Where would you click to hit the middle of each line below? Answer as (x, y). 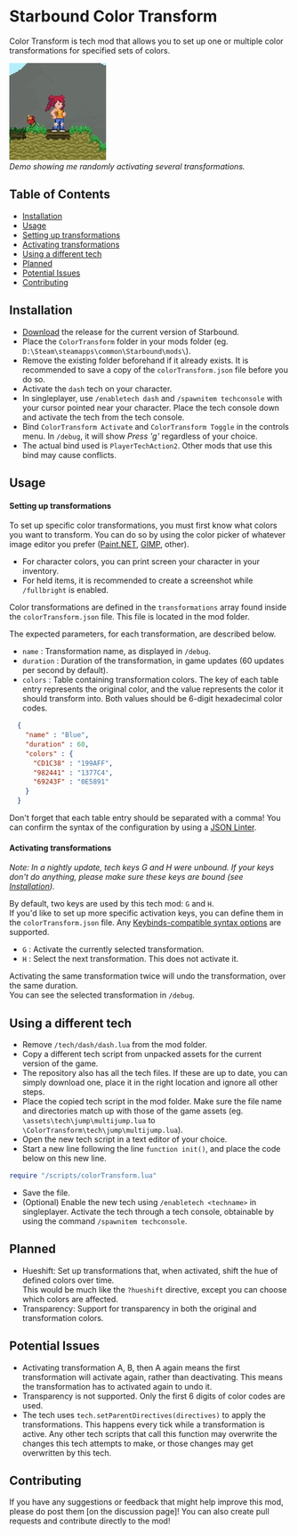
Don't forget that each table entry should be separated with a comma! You (145, 818)
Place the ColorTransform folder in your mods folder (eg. (125, 341)
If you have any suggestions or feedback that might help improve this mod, (146, 1502)
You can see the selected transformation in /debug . (102, 995)
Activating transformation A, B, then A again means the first (131, 1367)
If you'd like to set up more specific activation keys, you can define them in (146, 913)
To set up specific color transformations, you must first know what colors (143, 525)
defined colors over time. (68, 1280)
